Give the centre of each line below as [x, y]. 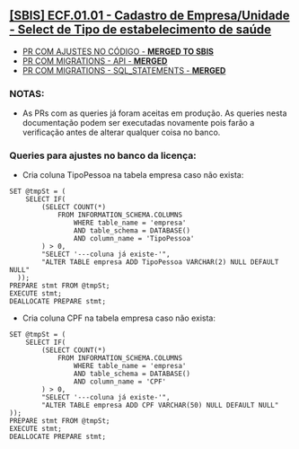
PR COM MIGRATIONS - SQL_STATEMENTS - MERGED [124, 70]
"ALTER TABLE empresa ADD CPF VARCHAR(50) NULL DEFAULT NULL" [160, 405]
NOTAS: [27, 93]
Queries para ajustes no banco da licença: [103, 155]
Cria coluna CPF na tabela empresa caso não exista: [119, 318]
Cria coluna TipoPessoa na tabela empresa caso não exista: [133, 175]
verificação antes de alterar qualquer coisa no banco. [121, 132]
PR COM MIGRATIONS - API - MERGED [95, 61]
